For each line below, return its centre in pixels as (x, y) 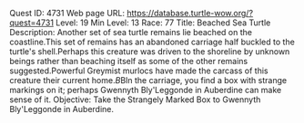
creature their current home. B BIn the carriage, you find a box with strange (148, 80)
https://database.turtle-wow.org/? (190, 13)
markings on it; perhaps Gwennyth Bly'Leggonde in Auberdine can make (146, 90)
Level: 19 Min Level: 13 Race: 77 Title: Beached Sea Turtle (163, 23)
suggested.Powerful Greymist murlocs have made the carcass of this (139, 71)
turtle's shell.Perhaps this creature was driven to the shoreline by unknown (150, 52)
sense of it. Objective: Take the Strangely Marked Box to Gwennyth (135, 99)
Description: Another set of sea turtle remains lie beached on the (131, 32)
